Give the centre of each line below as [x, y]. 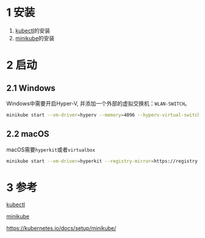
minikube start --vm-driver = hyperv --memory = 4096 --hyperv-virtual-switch [103, 115]
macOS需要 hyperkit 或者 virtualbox [51, 150]
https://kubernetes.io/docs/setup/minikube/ [61, 228]
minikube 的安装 [35, 38]
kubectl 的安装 [33, 31]
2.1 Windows [31, 88]
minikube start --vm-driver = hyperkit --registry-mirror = [80, 161]
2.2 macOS [28, 134]
